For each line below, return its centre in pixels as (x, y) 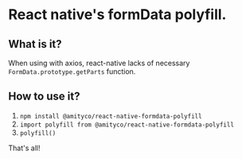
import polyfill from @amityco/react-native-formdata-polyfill (127, 125)
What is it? (35, 44)
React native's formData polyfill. (117, 15)
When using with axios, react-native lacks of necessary (99, 63)
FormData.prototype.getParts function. (72, 72)
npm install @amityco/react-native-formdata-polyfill (111, 116)
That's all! (24, 148)
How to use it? (44, 97)
